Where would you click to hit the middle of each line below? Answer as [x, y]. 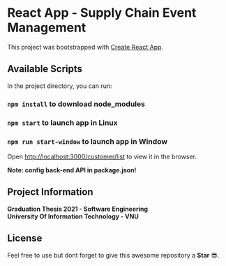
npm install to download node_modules [76, 104]
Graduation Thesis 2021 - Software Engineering [78, 209]
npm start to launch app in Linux [62, 122]
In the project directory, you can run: [60, 86]
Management [47, 28]
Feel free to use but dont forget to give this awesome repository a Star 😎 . [113, 255]
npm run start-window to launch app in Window [88, 141]
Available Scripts [45, 69]
